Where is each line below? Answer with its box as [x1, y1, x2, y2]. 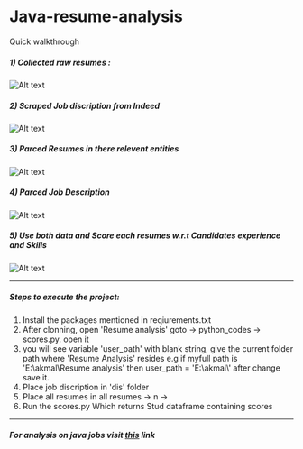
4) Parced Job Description [9, 187, 110, 197]
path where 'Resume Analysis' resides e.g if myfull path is [22, 353, 238, 363]
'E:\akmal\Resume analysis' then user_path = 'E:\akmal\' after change [22, 362, 281, 373]
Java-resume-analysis [9, 6, 183, 27]
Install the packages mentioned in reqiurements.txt [22, 314, 212, 325]
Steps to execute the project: [9, 291, 120, 303]
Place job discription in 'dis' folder [22, 381, 150, 392]
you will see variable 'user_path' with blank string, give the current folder [22, 343, 294, 353]
